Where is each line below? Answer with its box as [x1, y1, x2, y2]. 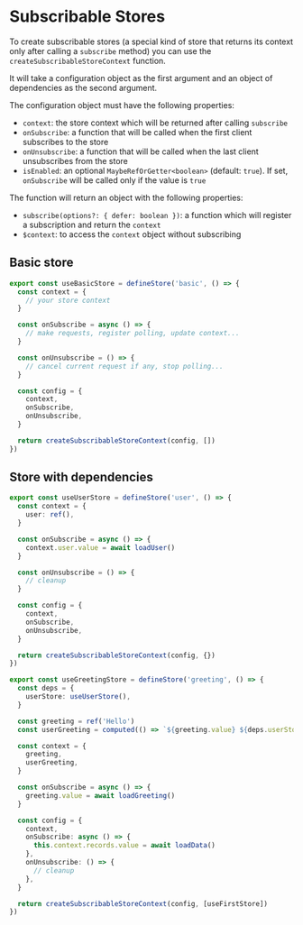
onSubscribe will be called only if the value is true [22, 174, 207, 186]
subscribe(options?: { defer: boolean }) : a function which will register [22, 209, 292, 220]
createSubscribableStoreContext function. [9, 55, 167, 66]
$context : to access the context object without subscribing [22, 228, 242, 240]
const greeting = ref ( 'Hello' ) [17, 717, 135, 726]
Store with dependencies [9, 470, 153, 485]
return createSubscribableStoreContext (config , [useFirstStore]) [17, 899, 269, 908]
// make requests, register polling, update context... [25, 329, 241, 338]
